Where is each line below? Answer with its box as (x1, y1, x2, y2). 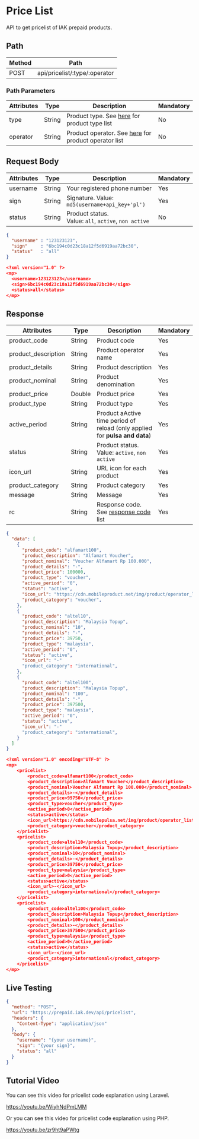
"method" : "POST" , (11, 1004, 57, 1010)
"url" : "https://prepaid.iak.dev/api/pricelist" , (11, 1010, 136, 1015)
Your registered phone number (66, 184, 152, 192)
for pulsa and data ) (97, 432, 152, 440)
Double (70, 390, 91, 398)
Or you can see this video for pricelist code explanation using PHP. (6, 1115, 169, 1122)
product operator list (66, 137, 124, 145)
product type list (66, 119, 113, 128)
